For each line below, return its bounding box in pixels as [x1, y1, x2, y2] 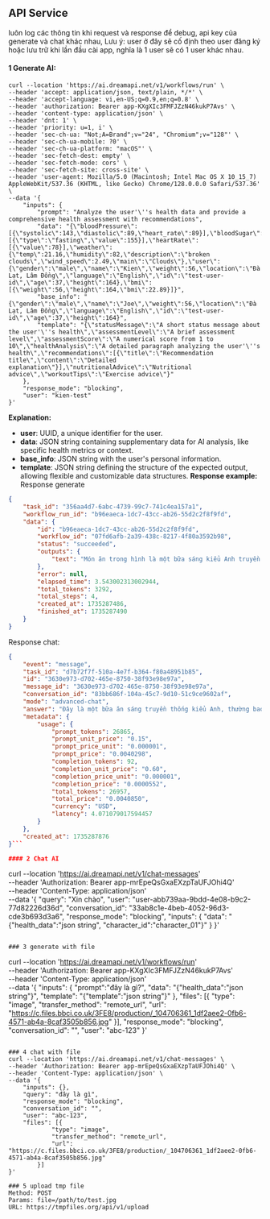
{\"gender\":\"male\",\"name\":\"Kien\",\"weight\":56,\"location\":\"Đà [8, 265, 261, 273]
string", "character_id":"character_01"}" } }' [77, 920, 219, 930]
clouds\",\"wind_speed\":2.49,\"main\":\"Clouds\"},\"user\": [8, 258, 221, 266]
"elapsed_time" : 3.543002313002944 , [37, 578, 160, 586]
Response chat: [8, 636, 60, 647]
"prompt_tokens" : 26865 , [51, 728, 135, 736]
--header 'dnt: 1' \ [8, 117, 78, 125]
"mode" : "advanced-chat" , [22, 698, 110, 706]
